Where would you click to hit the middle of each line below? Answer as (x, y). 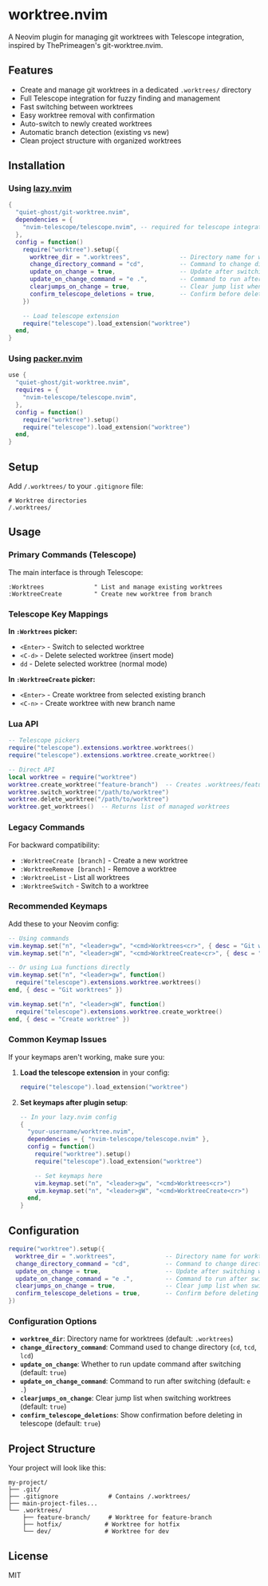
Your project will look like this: (57, 1468)
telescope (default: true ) (60, 1424)
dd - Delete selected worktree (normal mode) (93, 664)
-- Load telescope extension (71, 316)
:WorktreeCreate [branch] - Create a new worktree (104, 860)
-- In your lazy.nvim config (68, 1117)
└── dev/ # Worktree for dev (96, 1532)
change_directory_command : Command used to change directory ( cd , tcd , (138, 1347)
